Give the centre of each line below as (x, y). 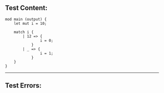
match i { (24, 32)
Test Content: (26, 8)
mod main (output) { (26, 19)
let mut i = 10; (31, 23)
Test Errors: (23, 85)
